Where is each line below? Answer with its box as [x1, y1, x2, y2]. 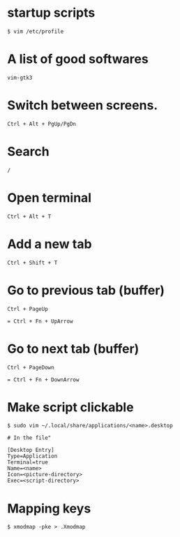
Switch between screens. [7, 98, 158, 113]
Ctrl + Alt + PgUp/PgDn [7, 120, 77, 127]
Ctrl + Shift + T [7, 259, 58, 266]
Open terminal [7, 190, 92, 205]
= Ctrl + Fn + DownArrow [7, 376, 80, 383]
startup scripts [7, 5, 96, 21]
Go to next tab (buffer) [7, 341, 140, 357]
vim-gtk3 [7, 74, 33, 81]
